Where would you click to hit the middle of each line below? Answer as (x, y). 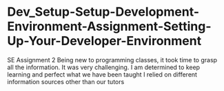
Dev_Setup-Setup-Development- (103, 12)
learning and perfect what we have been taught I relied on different (102, 74)
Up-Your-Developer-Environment (104, 41)
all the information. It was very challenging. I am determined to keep (104, 67)
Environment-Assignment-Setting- (109, 26)
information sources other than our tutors (66, 81)
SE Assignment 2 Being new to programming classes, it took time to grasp (112, 60)
